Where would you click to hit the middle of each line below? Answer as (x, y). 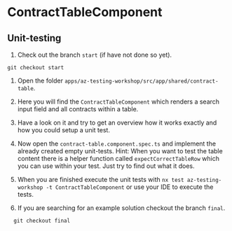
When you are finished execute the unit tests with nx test (101, 180)
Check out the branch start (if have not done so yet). (95, 55)
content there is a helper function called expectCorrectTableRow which (118, 159)
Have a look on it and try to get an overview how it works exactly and (117, 122)
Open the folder (40, 80)
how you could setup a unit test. (64, 130)
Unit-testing (34, 38)
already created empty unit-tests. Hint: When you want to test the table (120, 151)
